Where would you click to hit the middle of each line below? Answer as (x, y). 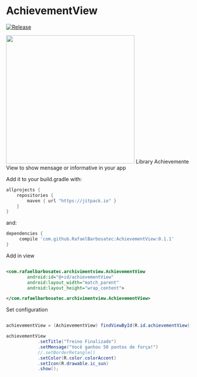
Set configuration (27, 310)
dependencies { (25, 234)
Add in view (20, 256)
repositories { (35, 195)
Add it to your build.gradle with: (44, 179)
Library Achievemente (162, 161)
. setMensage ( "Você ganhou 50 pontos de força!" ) (98, 347)
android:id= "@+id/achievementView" (71, 277)
